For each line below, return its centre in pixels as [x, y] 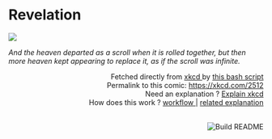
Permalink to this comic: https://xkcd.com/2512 [185, 85]
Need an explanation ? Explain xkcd [204, 94]
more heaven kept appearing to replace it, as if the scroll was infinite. [124, 61]
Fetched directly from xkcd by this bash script [187, 76]
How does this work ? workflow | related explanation [176, 102]
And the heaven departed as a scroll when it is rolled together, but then [127, 52]
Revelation [45, 15]
